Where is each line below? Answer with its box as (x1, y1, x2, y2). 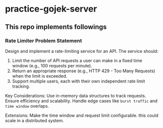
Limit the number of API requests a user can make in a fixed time (12, 57, 143, 64)
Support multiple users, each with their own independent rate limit (12, 78, 145, 84)
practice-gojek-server (5, 3, 97, 15)
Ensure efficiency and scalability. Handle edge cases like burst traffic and (5, 98, 158, 104)
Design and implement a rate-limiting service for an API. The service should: (5, 48, 159, 54)
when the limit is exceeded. (12, 73, 67, 79)
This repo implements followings (5, 23, 107, 31)
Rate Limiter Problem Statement (5, 37, 82, 44)
